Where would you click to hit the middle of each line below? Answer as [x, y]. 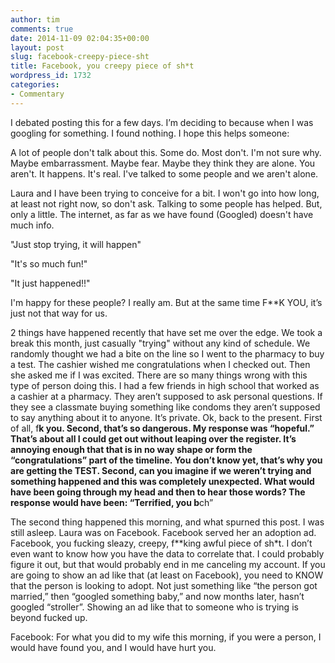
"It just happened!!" [50, 283]
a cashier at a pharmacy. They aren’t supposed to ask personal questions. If [166, 396]
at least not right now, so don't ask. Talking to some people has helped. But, [166, 203]
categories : [35, 85]
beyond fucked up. [49, 617]
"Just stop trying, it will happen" [76, 244]
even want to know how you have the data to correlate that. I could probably [167, 553]
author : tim [35, 19]
